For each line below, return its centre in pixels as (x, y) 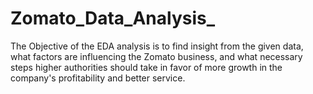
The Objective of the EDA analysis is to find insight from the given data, (157, 46)
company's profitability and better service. (98, 78)
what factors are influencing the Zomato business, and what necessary (156, 56)
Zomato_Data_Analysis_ (113, 18)
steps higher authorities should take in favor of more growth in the (146, 67)
